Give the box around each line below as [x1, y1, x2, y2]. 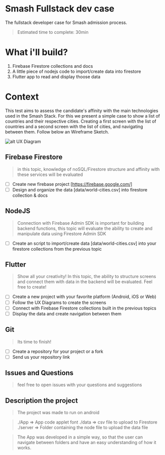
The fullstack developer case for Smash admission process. [5, 19, 127, 25]
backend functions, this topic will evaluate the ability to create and [17, 225, 153, 231]
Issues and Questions [5, 369, 73, 377]
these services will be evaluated [17, 171, 83, 177]
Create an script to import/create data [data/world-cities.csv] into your [12, 240, 157, 246]
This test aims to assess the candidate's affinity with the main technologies [5, 108, 159, 114]
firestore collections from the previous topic [12, 246, 102, 252]
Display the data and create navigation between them [12, 310, 122, 316]
